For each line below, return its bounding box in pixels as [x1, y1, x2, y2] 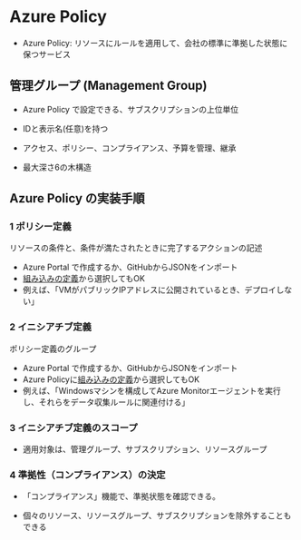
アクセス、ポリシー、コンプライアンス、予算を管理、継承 [22, 142, 237, 153]
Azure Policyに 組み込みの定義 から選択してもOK [22, 374, 200, 385]
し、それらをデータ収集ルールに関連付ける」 [22, 397, 190, 407]
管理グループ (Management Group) [9, 78, 208, 93]
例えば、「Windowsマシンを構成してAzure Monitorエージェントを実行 [22, 385, 281, 396]
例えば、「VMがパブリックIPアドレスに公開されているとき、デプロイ [22, 284, 277, 296]
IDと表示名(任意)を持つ [22, 123, 109, 133]
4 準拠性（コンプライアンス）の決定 [9, 468, 166, 481]
